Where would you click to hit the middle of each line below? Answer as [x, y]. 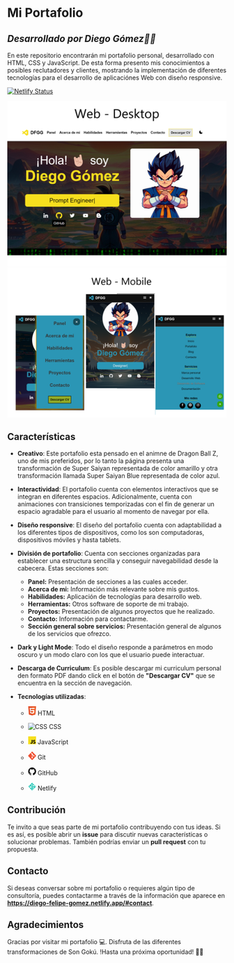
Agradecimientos [46, 925]
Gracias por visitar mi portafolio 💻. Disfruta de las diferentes [94, 942]
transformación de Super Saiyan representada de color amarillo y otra [117, 469]
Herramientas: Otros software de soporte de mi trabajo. [108, 604]
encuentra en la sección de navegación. [75, 683]
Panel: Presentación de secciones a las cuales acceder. [108, 582]
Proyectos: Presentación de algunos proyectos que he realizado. [121, 612]
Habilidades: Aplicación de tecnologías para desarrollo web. [115, 597]
